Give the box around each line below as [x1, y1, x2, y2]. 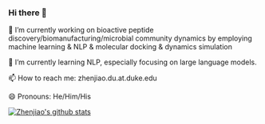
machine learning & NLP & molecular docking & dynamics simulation [8, 42, 233, 52]
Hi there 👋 [8, 7, 48, 18]
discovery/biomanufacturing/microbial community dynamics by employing [8, 33, 253, 43]
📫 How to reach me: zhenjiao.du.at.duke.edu [8, 73, 157, 83]
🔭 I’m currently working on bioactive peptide [8, 25, 154, 35]
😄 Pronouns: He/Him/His [8, 91, 92, 102]
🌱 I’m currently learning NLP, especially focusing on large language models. [8, 57, 257, 67]
